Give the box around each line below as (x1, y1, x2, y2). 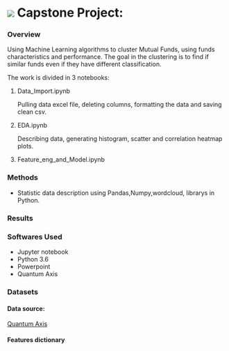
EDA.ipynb (17, 121, 47, 130)
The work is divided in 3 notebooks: (7, 74, 110, 82)
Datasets (7, 286, 38, 296)
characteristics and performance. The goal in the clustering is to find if (7, 53, 210, 61)
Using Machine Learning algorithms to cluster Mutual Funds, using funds (7, 45, 215, 53)
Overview (7, 30, 41, 40)
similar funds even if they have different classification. (7, 60, 162, 69)
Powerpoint (17, 262, 51, 271)
